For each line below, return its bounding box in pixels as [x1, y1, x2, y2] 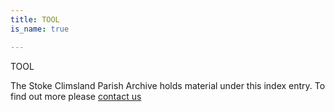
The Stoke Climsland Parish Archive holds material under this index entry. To [10, 79, 326, 91]
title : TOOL [10, 14, 60, 25]
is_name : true [10, 24, 70, 34]
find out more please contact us [10, 90, 142, 102]
